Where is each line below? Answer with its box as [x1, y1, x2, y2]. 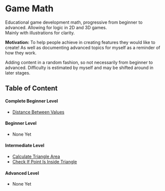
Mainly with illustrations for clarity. [5, 30, 75, 36]
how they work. [5, 50, 37, 56]
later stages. [5, 70, 31, 76]
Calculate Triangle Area [12, 153, 60, 159]
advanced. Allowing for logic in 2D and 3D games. [5, 24, 107, 30]
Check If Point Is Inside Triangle [12, 158, 78, 164]
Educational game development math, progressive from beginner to [5, 19, 143, 25]
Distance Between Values [12, 109, 65, 115]
